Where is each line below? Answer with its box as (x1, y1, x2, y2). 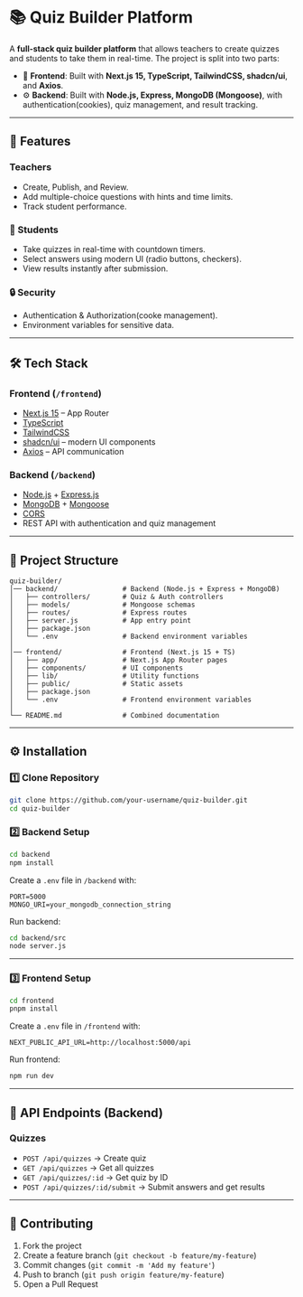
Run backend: (9, 916, 61, 926)
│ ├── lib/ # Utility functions (9, 672, 200, 681)
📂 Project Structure (9, 552, 119, 568)
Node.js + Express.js (22, 489, 99, 500)
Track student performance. (22, 201, 128, 211)
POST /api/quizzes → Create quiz (22, 1152, 147, 1163)
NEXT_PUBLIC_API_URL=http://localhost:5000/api (9, 1039, 192, 1048)
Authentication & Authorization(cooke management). (22, 310, 218, 321)
